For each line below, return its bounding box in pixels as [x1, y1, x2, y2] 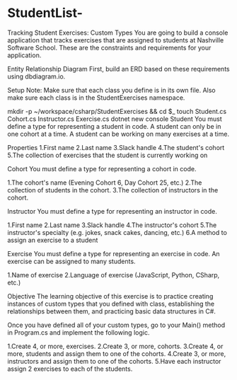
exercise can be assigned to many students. [7, 257, 136, 265]
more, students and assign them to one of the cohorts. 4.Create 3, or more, [7, 349, 226, 358]
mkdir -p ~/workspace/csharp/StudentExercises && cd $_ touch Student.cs [7, 107, 227, 115]
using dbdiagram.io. [7, 72, 66, 81]
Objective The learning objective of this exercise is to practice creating [7, 292, 214, 300]
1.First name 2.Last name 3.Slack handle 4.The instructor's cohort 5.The [7, 221, 217, 229]
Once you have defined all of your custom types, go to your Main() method [7, 321, 225, 329]
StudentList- [7, 5, 83, 21]
